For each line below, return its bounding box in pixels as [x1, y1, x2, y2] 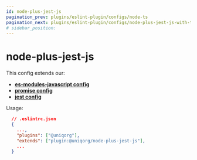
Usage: [6, 105, 23, 112]
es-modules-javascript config [14, 81, 90, 88]
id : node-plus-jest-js [6, 8, 62, 15]
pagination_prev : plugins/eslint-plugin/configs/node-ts [6, 14, 148, 20]
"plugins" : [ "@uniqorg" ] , [16, 132, 80, 138]
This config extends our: [6, 70, 66, 77]
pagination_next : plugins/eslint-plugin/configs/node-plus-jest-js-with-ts [6, 19, 195, 25]
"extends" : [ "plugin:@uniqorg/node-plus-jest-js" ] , [16, 138, 145, 144]
